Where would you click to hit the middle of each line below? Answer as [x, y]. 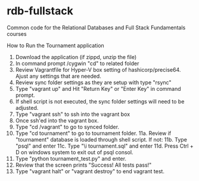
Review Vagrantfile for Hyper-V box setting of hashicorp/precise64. [98, 69]
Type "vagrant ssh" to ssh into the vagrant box [73, 114]
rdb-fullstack [40, 11]
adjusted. [27, 108]
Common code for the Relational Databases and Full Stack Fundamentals [96, 27]
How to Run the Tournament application [56, 45]
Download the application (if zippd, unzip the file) [76, 57]
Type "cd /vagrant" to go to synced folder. [67, 127]
